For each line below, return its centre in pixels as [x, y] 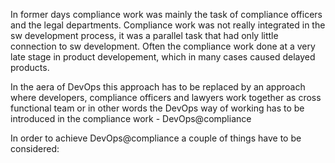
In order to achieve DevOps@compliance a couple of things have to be [156, 138]
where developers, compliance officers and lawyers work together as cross [166, 97]
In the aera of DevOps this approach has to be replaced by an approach [158, 87]
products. [30, 67]
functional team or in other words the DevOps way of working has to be [157, 108]
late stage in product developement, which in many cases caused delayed [163, 57]
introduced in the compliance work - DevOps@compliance [131, 118]
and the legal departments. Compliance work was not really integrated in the [168, 25]
